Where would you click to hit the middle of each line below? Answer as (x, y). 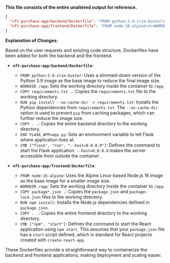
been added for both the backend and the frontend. (59, 56)
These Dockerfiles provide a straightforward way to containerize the (76, 249)
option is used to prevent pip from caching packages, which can (87, 113)
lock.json (31, 197)
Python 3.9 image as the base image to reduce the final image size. (90, 80)
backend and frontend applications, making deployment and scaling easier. (83, 255)
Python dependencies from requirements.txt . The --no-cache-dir (89, 107)
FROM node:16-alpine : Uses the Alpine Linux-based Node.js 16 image (92, 175)
